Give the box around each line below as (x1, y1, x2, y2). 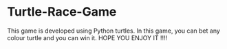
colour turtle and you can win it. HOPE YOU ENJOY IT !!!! (7, 33, 168, 42)
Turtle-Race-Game (7, 4, 117, 20)
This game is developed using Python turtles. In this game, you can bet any (7, 27, 220, 35)
